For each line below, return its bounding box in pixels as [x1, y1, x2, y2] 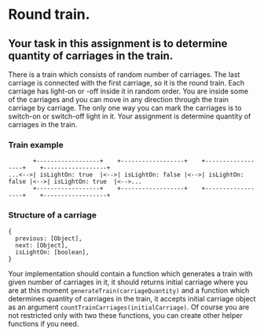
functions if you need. [8, 319, 79, 328]
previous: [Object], [15, 234, 82, 243]
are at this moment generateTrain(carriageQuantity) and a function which [8, 285, 250, 295]
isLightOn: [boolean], [15, 248, 90, 256]
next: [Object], [15, 241, 68, 249]
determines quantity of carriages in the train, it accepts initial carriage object [8, 294, 256, 303]
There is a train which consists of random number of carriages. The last [8, 70, 240, 79]
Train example [8, 139, 64, 150]
